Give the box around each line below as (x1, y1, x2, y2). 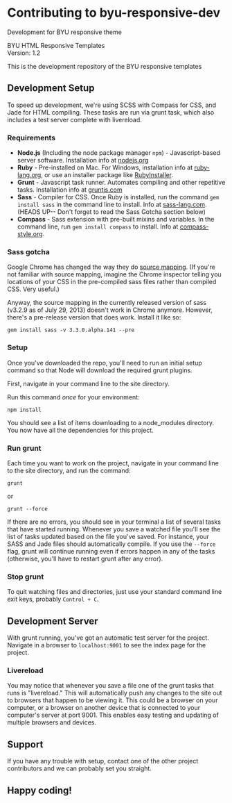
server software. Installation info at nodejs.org (17, 156, 149, 165)
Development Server (7, 615, 98, 627)
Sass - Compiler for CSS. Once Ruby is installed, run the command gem (17, 193, 220, 201)
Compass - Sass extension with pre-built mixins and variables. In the (17, 215, 215, 224)
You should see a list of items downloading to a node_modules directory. (7, 418, 215, 427)
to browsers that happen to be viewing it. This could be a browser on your (7, 696, 218, 704)
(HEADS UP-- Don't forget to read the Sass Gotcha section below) (17, 208, 206, 216)
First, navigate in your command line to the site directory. (7, 379, 170, 388)
